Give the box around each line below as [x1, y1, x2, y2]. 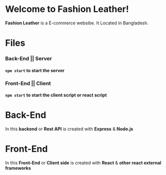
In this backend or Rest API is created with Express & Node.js [5, 126, 134, 132]
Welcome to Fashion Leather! [5, 3, 129, 15]
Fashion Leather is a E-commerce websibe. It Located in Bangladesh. [5, 20, 149, 26]
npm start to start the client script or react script [5, 92, 107, 98]
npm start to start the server [5, 67, 65, 73]
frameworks [5, 165, 31, 171]
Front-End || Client [5, 80, 51, 87]
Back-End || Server [5, 55, 52, 62]
